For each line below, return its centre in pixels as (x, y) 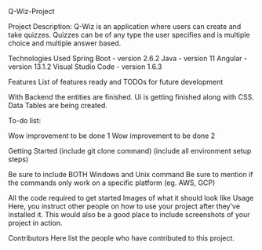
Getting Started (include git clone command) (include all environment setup (130, 151)
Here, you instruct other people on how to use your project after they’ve (124, 206)
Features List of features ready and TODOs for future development (116, 82)
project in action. (35, 223)
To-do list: (25, 120)
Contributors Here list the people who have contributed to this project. (122, 238)
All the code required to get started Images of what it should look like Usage (131, 198)
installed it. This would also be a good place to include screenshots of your (129, 214)
